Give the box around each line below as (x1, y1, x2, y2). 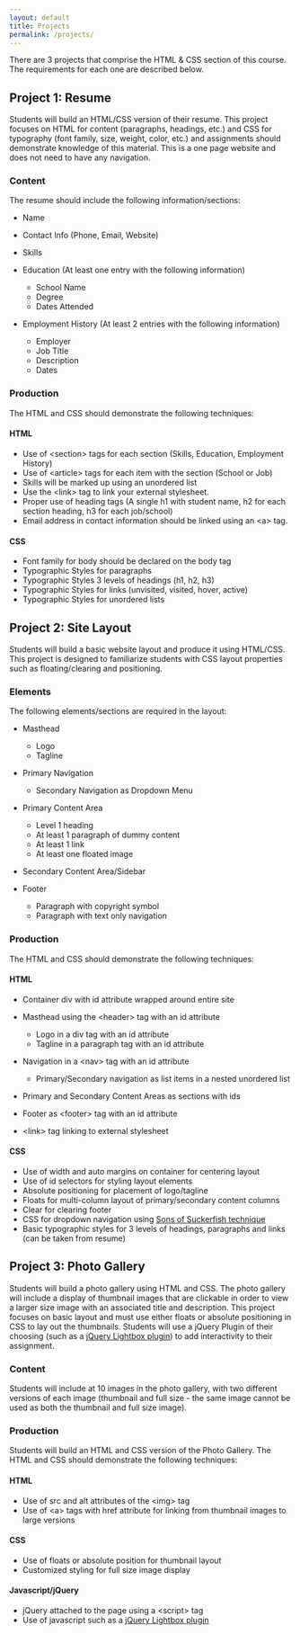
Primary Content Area (22, 802, 103, 814)
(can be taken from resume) (22, 1233, 126, 1244)
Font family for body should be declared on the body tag (22, 556, 232, 567)
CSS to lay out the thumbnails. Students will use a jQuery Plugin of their (9, 1321, 274, 1332)
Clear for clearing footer (22, 1204, 112, 1215)
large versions (22, 1514, 75, 1525)
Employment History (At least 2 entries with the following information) (22, 318, 280, 329)
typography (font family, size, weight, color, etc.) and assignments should (9, 133, 281, 144)
